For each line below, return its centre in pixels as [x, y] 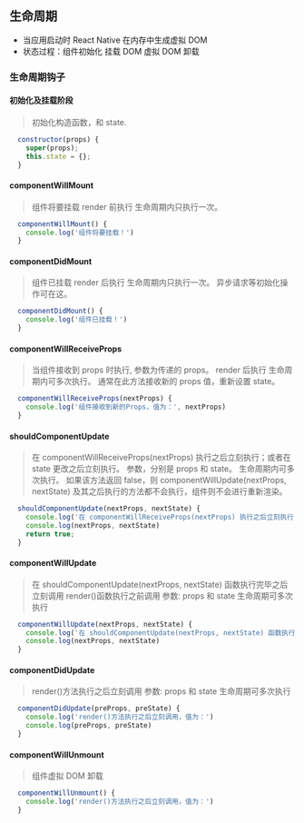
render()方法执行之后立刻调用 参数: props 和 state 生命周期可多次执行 [161, 691]
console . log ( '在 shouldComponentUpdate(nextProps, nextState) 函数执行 [161, 633]
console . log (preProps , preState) [89, 726]
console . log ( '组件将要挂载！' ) [80, 233]
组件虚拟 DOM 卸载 [68, 776]
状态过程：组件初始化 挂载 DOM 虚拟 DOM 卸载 [111, 51]
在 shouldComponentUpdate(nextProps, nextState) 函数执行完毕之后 [160, 584]
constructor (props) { [59, 139]
